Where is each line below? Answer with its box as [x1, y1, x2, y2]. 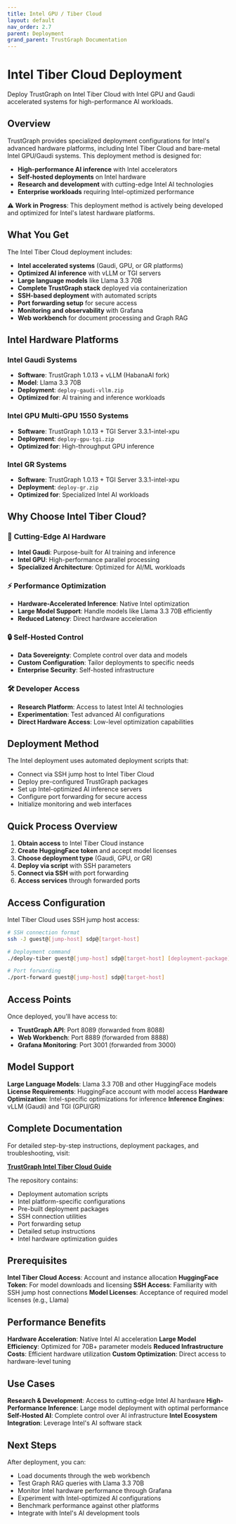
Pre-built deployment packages [17, 1204, 109, 1213]
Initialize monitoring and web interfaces [17, 800, 132, 809]
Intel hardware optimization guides [17, 1234, 118, 1243]
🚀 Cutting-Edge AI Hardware [7, 532, 106, 542]
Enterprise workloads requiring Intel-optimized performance [17, 187, 195, 196]
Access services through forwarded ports [17, 876, 140, 885]
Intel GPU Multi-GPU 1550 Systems [7, 411, 129, 421]
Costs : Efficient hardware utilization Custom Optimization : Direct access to [7, 1350, 226, 1358]
